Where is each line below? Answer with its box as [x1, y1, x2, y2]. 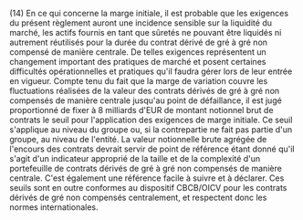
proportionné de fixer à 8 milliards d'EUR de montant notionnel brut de [9, 105, 274, 115]
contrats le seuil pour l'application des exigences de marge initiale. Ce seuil [9, 114, 293, 125]
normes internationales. [9, 202, 99, 213]
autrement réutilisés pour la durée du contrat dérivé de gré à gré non [9, 37, 267, 47]
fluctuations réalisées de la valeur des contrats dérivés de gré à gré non [9, 86, 280, 96]
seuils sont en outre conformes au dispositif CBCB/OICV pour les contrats [9, 183, 287, 193]
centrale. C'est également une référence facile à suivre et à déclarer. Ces [9, 173, 285, 183]
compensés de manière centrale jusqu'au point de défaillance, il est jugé [9, 95, 283, 106]
